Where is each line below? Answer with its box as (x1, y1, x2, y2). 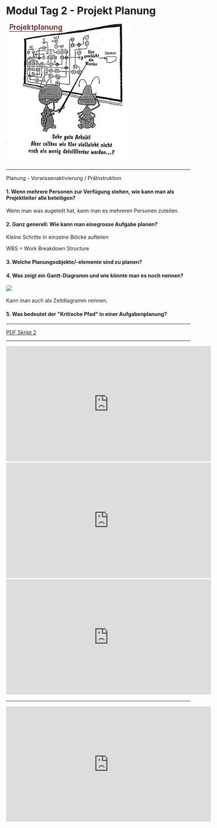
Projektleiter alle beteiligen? (6, 194, 76, 201)
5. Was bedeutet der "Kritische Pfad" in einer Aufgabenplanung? (6, 310, 167, 317)
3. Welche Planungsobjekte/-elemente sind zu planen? (6, 258, 142, 265)
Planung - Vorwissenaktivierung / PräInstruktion (6, 174, 122, 181)
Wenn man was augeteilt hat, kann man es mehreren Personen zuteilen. (6, 207, 180, 215)
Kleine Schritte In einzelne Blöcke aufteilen (6, 233, 109, 241)
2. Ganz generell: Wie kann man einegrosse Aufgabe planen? (6, 220, 158, 228)
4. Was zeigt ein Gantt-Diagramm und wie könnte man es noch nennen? (6, 272, 184, 279)
